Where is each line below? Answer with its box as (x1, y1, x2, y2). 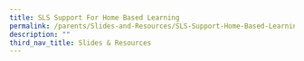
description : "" (9, 30, 71, 39)
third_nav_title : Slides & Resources (9, 38, 152, 48)
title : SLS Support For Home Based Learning (9, 13, 180, 22)
